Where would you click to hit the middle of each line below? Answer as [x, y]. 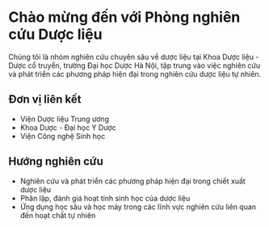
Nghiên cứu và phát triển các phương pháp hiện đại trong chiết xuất [133, 181]
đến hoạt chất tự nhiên [58, 215]
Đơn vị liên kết [45, 100]
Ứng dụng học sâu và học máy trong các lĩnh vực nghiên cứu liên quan [138, 207]
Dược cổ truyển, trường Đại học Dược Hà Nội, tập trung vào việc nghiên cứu [134, 65]
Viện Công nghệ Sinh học [63, 136]
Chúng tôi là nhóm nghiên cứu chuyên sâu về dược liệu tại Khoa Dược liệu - [134, 57]
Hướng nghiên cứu [56, 162]
